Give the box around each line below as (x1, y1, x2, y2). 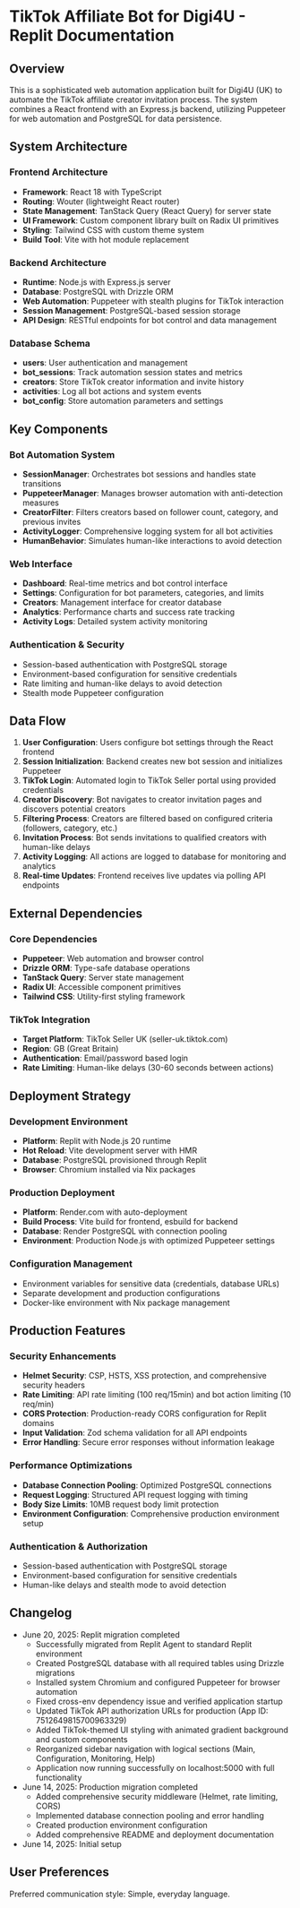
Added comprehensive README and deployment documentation (35, 1829, 275, 1840)
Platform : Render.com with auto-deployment (21, 1207, 188, 1217)
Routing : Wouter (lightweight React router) (21, 195, 180, 207)
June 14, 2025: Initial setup (21, 1838, 123, 1849)
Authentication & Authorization (9, 1540, 148, 1552)
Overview (9, 61, 65, 76)
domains (21, 1418, 55, 1429)
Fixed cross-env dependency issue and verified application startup (35, 1696, 284, 1706)
